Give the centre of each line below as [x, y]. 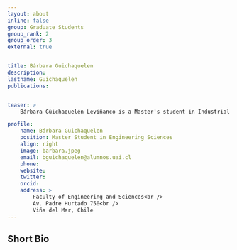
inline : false [28, 21]
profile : [20, 124]
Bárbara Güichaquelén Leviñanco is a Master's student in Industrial [125, 112]
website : [33, 170]
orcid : [30, 184]
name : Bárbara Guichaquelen [61, 131]
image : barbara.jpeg [50, 151]
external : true [30, 47]
